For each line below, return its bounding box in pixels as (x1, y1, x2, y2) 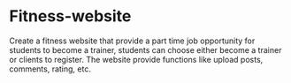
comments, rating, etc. (9, 64, 91, 74)
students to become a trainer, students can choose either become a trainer (9, 44, 282, 55)
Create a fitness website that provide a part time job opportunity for (9, 35, 256, 46)
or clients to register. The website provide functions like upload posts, (9, 54, 264, 64)
